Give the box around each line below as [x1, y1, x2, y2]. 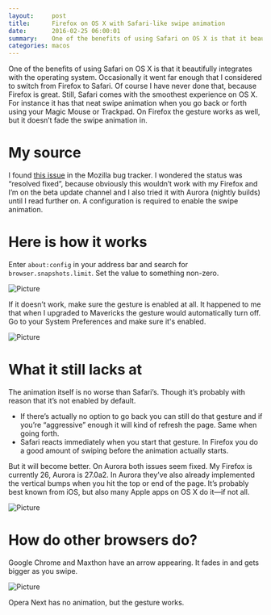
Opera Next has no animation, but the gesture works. [8, 597, 185, 607]
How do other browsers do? [8, 531, 198, 550]
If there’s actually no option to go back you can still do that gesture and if [19, 411, 263, 420]
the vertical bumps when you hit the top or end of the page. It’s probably [8, 478, 249, 488]
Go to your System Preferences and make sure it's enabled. [8, 316, 206, 326]
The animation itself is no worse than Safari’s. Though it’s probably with [8, 387, 246, 396]
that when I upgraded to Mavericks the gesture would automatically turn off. [8, 308, 261, 317]
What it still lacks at [8, 361, 143, 379]
